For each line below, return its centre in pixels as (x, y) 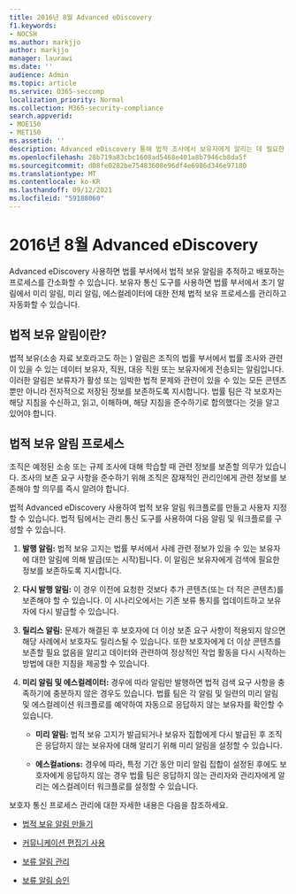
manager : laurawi (41, 58)
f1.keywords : (33, 26)
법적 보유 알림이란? (58, 335)
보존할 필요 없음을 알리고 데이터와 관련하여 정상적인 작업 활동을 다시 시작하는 (154, 652)
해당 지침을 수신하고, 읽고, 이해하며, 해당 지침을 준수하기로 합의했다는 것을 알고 (144, 402)
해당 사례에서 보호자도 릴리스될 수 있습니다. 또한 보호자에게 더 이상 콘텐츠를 (152, 642)
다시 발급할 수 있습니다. (79, 612)
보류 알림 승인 (46, 881)
